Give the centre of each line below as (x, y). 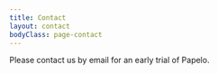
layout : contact (40, 26)
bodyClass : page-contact (56, 34)
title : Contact (38, 18)
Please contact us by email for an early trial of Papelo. (109, 60)
